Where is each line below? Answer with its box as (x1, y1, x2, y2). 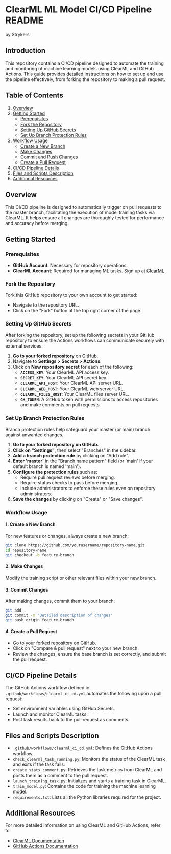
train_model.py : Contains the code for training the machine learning (12, 783, 156, 789)
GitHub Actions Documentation (12, 843, 78, 849)
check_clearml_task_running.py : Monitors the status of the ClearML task (12, 756, 165, 762)
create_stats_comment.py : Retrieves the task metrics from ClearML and (12, 766, 162, 772)
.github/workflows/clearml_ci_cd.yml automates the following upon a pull (5, 690, 162, 696)
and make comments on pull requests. (20, 401, 101, 408)
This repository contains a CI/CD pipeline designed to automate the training (5, 60, 164, 66)
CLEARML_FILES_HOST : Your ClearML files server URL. (20, 391, 129, 397)
